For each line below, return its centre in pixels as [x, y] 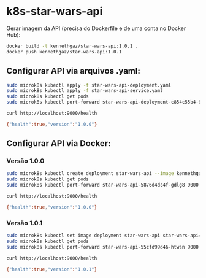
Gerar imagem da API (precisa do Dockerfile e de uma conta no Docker [96, 28]
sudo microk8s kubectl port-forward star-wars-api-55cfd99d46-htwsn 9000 [103, 247]
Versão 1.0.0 [25, 161]
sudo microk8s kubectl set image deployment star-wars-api [83, 236]
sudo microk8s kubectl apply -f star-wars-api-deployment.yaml [89, 85]
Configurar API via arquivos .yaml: [74, 71]
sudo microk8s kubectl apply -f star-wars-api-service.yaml [85, 91]
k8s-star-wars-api [55, 11]
